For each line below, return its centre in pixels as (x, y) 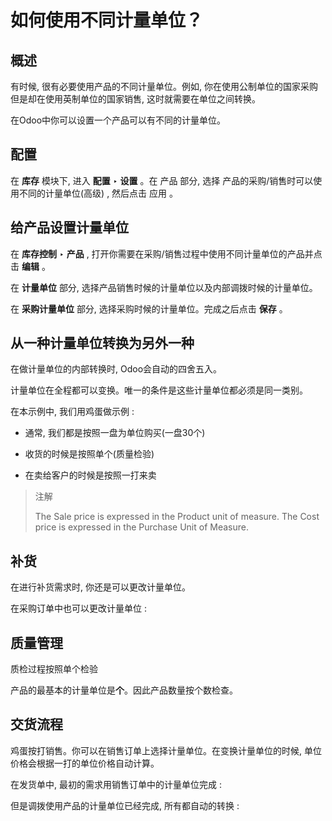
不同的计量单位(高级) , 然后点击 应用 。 (98, 193)
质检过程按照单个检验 (54, 669)
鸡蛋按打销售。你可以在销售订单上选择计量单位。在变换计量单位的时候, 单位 (166, 750)
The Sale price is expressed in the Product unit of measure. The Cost (177, 517)
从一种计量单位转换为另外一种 (102, 343)
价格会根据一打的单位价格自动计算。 (85, 763)
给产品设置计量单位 (69, 227)
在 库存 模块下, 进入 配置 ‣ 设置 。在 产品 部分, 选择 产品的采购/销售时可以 (162, 180)
